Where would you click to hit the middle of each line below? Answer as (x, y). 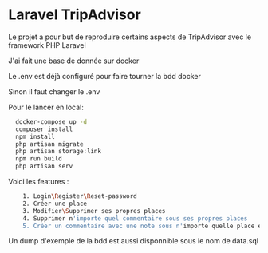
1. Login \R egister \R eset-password (80, 196)
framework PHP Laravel (47, 45)
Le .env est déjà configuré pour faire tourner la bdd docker (104, 76)
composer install (44, 129)
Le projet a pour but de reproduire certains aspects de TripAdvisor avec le (130, 37)
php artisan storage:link (59, 152)
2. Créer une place (55, 204)
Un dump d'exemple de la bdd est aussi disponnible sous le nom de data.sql (134, 241)
